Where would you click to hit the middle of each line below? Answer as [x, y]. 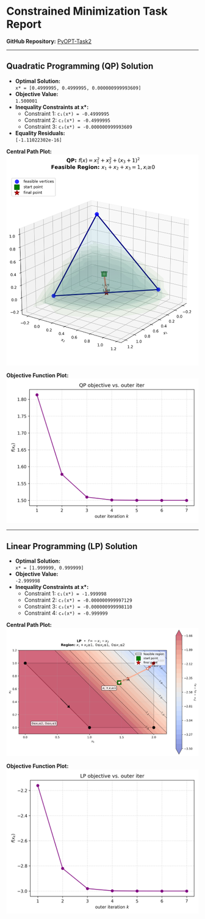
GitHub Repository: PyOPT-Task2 [49, 41]
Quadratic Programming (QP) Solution [80, 66]
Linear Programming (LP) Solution [72, 546]
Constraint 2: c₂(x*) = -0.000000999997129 [78, 600]
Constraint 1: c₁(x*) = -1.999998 [65, 593]
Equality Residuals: [40, 133]
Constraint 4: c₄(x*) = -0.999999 [66, 613]
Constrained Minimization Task [87, 11]
